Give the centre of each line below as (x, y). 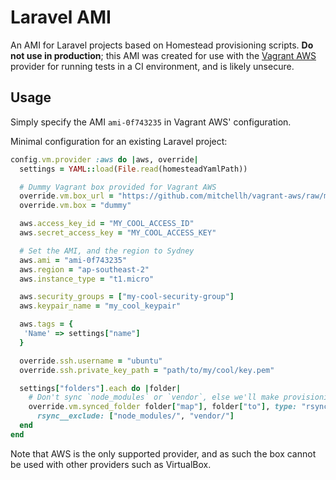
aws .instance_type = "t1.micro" (87, 279)
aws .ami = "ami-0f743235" (73, 260)
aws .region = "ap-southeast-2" (84, 269)
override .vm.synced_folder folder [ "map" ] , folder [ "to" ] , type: (163, 407)
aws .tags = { (46, 324)
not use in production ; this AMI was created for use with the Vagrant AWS (163, 55)
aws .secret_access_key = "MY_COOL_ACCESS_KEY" (118, 233)
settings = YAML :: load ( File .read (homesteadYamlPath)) (133, 169)
